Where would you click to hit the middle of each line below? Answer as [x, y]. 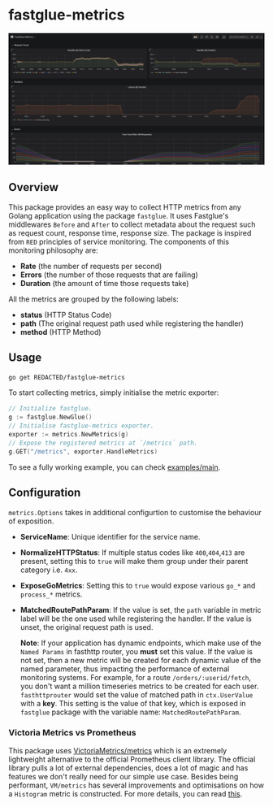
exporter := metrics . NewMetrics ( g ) [69, 435]
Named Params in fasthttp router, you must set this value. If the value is [136, 651]
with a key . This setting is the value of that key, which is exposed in [133, 703]
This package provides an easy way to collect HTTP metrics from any [125, 207]
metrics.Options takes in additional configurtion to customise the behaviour [135, 512]
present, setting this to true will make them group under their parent [134, 561]
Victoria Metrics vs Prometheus [72, 733]
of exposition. [31, 521]
